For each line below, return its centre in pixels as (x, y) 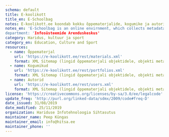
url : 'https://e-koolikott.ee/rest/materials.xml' (68, 56)
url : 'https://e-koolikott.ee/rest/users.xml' (64, 84)
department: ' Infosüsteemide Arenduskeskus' (53, 33)
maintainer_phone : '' (28, 126)
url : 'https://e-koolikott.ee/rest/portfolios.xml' (69, 71)
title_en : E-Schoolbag (29, 19)
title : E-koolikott (26, 15)
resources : (17, 47)
